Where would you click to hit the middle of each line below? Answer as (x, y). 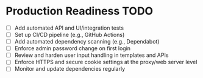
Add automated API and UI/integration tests (69, 28)
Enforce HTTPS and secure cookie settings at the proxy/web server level (106, 62)
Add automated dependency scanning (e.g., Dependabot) (87, 42)
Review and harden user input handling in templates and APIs (91, 55)
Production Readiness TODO (80, 11)
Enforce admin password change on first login (73, 48)
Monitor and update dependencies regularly (70, 69)
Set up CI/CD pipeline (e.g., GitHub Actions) (69, 35)
